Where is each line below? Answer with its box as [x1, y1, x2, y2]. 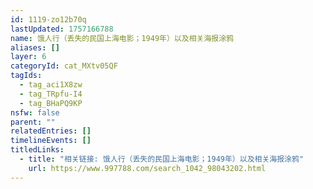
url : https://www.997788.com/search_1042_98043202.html [28, 163, 267, 173]
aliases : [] [10, 42, 60, 53]
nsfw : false [10, 107, 60, 118]
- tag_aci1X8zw [19, 80, 83, 90]
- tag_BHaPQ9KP [19, 98, 83, 108]
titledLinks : [10, 145, 65, 155]
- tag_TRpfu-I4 [19, 89, 83, 99]
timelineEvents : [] [10, 136, 92, 146]
